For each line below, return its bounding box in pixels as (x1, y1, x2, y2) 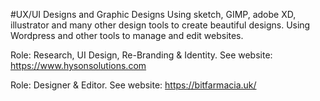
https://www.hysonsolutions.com (10, 60, 147, 71)
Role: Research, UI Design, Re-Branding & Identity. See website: (10, 49, 273, 61)
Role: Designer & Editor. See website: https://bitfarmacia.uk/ (10, 79, 257, 91)
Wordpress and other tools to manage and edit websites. (10, 30, 244, 41)
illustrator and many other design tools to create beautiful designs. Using (10, 19, 311, 31)
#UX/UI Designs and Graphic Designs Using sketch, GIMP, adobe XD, (10, 9, 297, 20)
